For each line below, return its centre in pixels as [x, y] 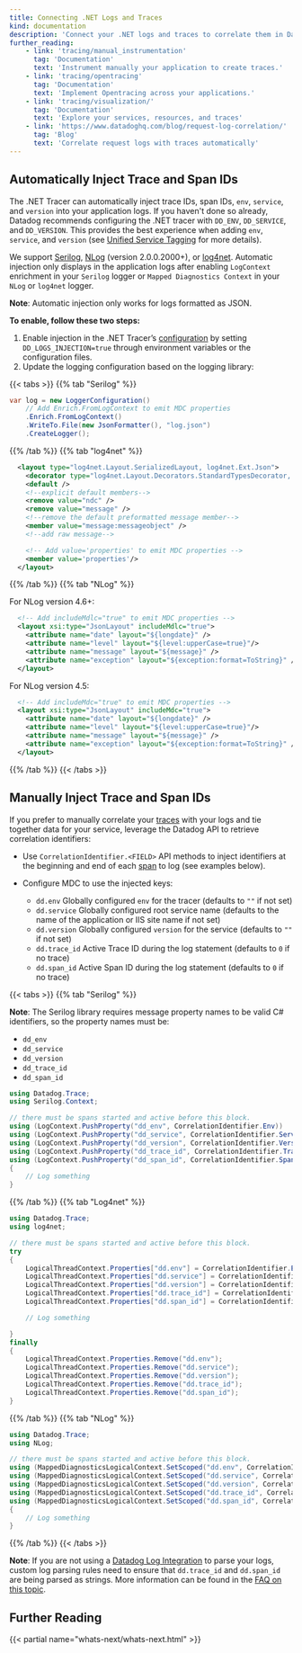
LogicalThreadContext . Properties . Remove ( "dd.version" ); [133, 1376]
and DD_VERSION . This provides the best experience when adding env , [136, 229]
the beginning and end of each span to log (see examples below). [144, 865]
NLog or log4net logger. [52, 285]
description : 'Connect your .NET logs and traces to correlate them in [146, 34]
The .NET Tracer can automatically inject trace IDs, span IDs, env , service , [147, 201]
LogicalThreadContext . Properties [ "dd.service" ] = [120, 1277]
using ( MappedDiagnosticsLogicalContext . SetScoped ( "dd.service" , [134, 1476]
